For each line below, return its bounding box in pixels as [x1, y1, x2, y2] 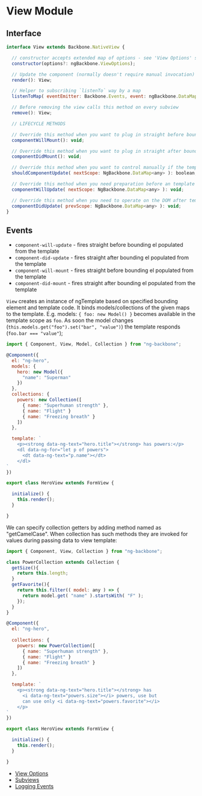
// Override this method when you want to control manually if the [11, 164, 185, 171]
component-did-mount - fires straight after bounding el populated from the [14, 280, 196, 287]
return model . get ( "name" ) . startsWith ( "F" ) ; [22, 593, 144, 599]
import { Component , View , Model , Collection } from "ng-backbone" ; [6, 341, 182, 347]
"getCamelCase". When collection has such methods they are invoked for [6, 530, 188, 537]
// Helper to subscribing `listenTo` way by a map [11, 88, 141, 94]
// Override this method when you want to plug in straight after [11, 148, 182, 154]
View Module [6, 4, 73, 18]
